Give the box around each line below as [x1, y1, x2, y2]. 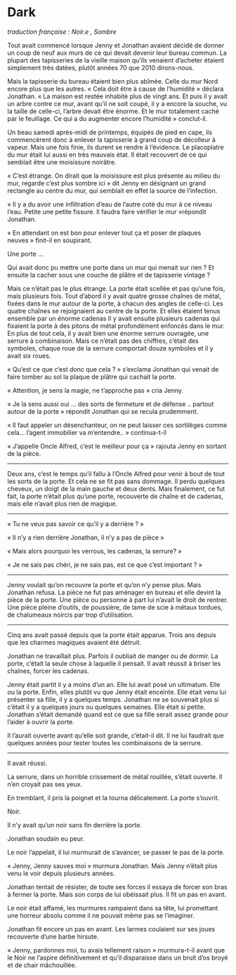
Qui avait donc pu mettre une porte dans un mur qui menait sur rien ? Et [7, 263, 214, 271]
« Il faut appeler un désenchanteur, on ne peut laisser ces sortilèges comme [7, 421, 228, 429]
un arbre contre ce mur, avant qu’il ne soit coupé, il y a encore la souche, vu [7, 99, 227, 107]
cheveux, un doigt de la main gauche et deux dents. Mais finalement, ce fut [7, 484, 225, 492]
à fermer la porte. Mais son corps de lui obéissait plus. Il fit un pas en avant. [7, 890, 227, 898]
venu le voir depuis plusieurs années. [7, 869, 115, 877]
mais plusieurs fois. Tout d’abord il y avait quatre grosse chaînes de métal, [7, 292, 222, 300]
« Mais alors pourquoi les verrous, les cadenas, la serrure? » [7, 547, 182, 555]
